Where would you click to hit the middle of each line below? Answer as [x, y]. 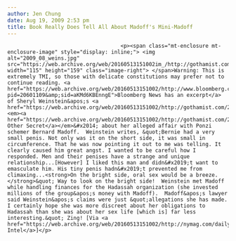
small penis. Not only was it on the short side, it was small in [106, 138]
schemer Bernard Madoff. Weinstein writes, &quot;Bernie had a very [111, 132]
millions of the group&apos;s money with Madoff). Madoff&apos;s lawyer [118, 194]
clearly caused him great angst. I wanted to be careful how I [102, 151]
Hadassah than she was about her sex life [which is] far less [102, 212]
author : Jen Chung [34, 14]
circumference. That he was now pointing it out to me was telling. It [114, 145]
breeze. [207, 175]
